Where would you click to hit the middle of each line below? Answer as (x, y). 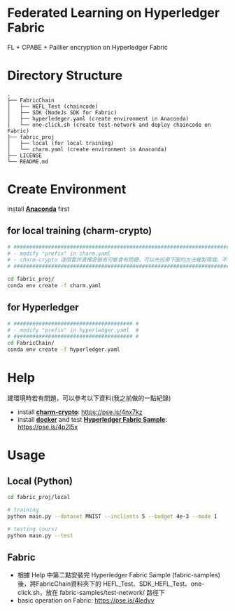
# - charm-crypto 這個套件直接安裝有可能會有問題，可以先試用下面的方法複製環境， (115, 260)
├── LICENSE (24, 156)
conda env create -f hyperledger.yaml (64, 350)
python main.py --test (40, 535)
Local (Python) (40, 481)
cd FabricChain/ (31, 343)
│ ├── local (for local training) (60, 143)
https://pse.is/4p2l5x (48, 427)
